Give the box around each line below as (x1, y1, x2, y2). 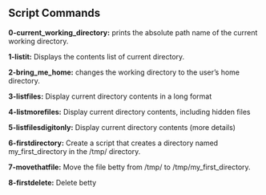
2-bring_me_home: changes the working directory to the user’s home (8, 67, 240, 77)
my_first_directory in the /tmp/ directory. (8, 146, 141, 156)
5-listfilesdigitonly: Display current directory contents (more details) (8, 122, 236, 132)
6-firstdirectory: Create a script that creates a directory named (8, 138, 219, 148)
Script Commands (8, 6, 101, 20)
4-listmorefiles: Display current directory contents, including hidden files (8, 107, 251, 116)
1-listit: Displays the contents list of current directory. (8, 51, 185, 61)
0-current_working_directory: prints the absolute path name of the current (8, 27, 258, 37)
